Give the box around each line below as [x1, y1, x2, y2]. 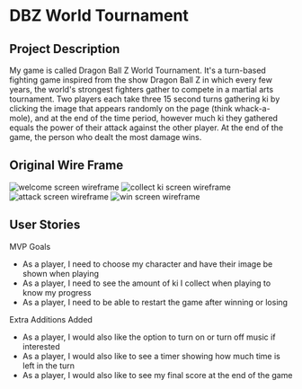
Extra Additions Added [9, 314, 93, 324]
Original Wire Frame [9, 158, 124, 173]
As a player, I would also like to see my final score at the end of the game [22, 369, 293, 380]
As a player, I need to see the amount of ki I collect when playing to [22, 278, 271, 288]
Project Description [9, 41, 120, 57]
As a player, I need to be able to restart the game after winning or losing [22, 296, 289, 307]
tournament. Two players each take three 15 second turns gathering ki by [9, 93, 280, 104]
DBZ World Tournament [9, 5, 189, 26]
